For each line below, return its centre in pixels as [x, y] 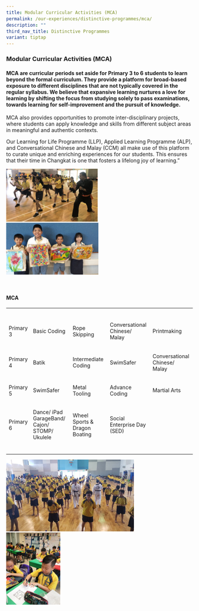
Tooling [82, 393]
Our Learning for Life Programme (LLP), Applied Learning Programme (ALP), [99, 142]
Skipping [84, 334]
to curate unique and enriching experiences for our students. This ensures [97, 155]
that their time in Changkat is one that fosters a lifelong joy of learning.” [93, 160]
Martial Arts [167, 390]
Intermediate [88, 359]
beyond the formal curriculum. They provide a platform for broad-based [96, 79]
